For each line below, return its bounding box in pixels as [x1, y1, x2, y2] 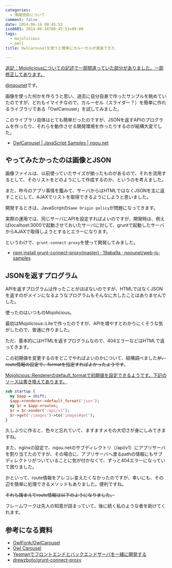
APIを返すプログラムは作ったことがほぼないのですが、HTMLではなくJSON [5, 286, 163, 292]
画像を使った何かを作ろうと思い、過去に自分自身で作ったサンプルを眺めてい [5, 93, 167, 99]
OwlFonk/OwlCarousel [12, 540, 60, 546]
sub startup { [5, 389, 36, 394]
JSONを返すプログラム [5, 271, 78, 280]
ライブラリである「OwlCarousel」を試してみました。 [9, 106, 122, 112]
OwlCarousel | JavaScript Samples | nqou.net [12, 139, 109, 146]
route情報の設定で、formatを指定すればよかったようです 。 [5, 362, 128, 368]
